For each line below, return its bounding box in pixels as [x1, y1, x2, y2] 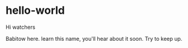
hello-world [5, 4, 65, 17]
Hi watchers [5, 23, 35, 31]
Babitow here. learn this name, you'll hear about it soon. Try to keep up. [5, 35, 183, 42]
